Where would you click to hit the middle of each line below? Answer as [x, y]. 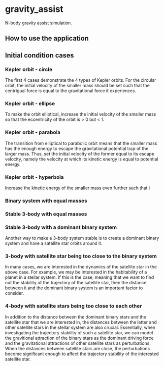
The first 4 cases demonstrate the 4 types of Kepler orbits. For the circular [81, 80]
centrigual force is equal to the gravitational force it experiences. [71, 91]
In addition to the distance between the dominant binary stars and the [76, 317]
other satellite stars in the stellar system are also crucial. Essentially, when [80, 327]
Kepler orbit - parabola [33, 132]
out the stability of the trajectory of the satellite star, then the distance [76, 283]
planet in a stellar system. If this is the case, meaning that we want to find [80, 277]
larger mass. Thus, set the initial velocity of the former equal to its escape [80, 154]
